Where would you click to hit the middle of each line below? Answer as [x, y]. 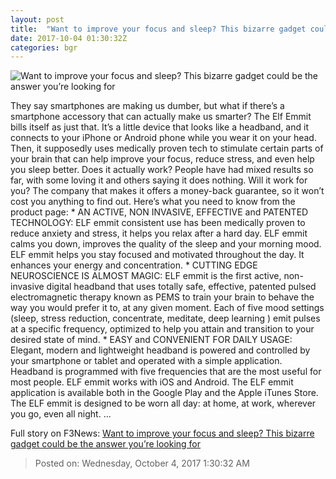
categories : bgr [44, 47]
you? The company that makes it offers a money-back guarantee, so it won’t [167, 191]
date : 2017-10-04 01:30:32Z [69, 38]
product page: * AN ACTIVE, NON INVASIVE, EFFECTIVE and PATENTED [159, 212]
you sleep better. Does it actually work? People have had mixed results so [162, 170]
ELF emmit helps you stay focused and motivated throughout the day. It [157, 255]
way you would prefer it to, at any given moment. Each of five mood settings [167, 308]
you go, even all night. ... [61, 414]
